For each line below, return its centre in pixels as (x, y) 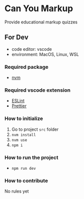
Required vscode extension (38, 90)
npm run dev (24, 168)
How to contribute (26, 180)
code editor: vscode (32, 49)
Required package (27, 67)
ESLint (18, 101)
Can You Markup (39, 9)
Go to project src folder (35, 129)
